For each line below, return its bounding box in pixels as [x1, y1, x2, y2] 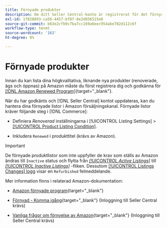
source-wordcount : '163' [5, 30, 57, 35]
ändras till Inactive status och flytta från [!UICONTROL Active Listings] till [5, 158, 157, 164]
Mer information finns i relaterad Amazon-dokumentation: [5, 178, 123, 184]
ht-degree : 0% [5, 35, 35, 40]
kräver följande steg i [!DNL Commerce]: [5, 108, 88, 114]
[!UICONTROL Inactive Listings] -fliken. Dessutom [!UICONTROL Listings [5, 163, 154, 169]
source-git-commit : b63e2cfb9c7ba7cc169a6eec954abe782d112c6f [5, 21, 137, 26]
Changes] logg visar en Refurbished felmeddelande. [5, 168, 112, 174]
